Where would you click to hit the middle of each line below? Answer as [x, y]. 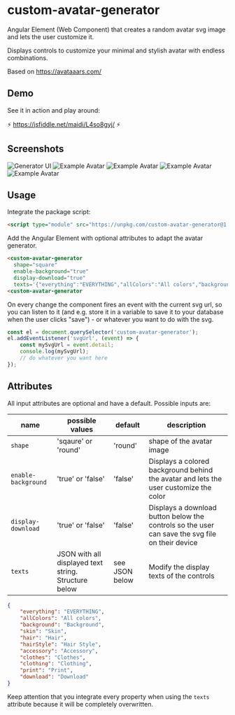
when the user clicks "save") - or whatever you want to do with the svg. [111, 319]
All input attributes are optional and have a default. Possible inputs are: [109, 403]
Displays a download [183, 507]
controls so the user [181, 525]
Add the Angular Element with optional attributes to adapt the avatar [105, 238]
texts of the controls [181, 576]
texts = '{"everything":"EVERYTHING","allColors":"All [92, 284]
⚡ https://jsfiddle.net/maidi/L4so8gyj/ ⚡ [64, 124]
